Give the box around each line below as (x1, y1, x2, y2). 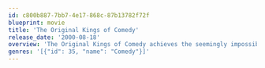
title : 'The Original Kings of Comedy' (8, 26, 140, 34)
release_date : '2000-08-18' (8, 33, 101, 41)
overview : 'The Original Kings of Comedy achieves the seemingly (8, 41, 227, 48)
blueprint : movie (8, 19, 65, 27)
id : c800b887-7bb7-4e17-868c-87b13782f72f (8, 11, 150, 20)
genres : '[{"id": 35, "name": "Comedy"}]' (8, 48, 150, 55)
